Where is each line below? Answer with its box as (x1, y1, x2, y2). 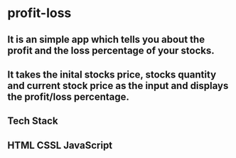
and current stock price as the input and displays (7, 80, 229, 92)
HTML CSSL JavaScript (7, 139, 113, 151)
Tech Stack (7, 115, 58, 127)
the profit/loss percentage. (7, 90, 130, 102)
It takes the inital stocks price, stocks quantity (7, 68, 217, 80)
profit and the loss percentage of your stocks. (7, 44, 215, 56)
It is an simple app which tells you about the (7, 33, 205, 46)
